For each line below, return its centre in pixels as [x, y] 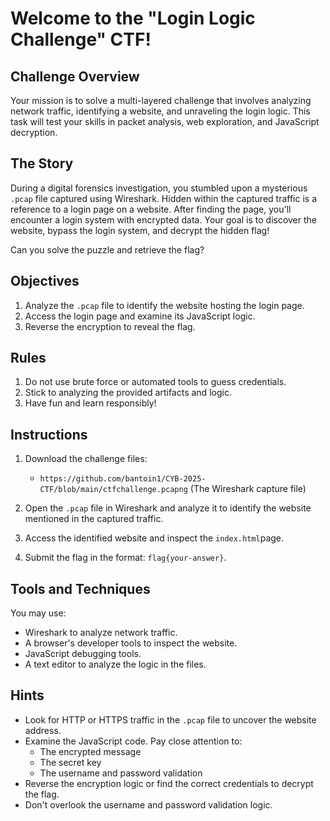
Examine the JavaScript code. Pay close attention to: [133, 741]
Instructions [49, 434]
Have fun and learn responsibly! [90, 403]
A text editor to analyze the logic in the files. [115, 664]
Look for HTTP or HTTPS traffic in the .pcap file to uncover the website [170, 719]
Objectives [45, 281]
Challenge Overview [75, 76]
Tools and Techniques [80, 588]
